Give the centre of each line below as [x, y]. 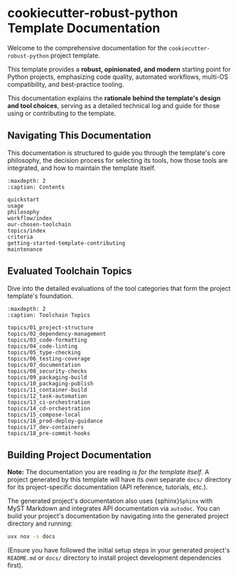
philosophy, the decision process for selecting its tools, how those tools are [118, 160]
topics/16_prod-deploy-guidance [55, 421]
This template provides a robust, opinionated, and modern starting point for [119, 69]
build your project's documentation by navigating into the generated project [118, 516]
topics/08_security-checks [47, 371]
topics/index [27, 230]
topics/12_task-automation [47, 396]
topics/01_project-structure [50, 327]
